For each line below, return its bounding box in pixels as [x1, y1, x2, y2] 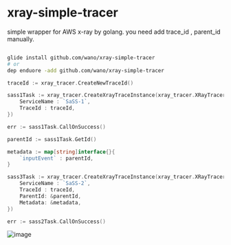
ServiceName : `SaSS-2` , [19, 180, 91, 187]
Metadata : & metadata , [19, 199, 81, 206]
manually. [7, 34, 34, 43]
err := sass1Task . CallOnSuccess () [7, 123, 107, 130]
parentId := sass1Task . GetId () [7, 136, 97, 142]
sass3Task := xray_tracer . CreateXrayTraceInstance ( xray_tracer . [7, 173, 195, 180]
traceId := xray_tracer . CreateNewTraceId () [7, 79, 134, 87]
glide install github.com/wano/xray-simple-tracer [7, 54, 155, 61]
